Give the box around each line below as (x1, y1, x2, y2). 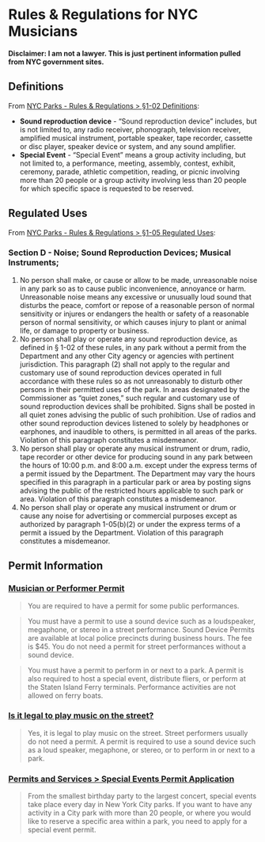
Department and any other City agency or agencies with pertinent (19, 351, 235, 360)
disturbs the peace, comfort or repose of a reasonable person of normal (19, 300, 255, 310)
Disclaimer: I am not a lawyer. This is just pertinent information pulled (8, 48, 241, 58)
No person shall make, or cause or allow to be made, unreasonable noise (19, 275, 258, 284)
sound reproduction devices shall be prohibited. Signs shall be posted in (19, 402, 256, 411)
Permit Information (8, 559, 104, 573)
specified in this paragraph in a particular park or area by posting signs (19, 477, 252, 486)
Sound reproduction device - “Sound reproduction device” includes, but (19, 116, 257, 126)
